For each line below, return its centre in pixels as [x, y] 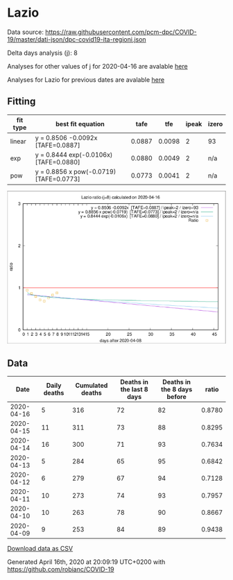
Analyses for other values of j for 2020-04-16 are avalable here [98, 66]
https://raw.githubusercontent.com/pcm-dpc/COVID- [121, 32]
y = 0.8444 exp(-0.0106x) [74, 155]
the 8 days [176, 389]
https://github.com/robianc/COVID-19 [61, 570]
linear [18, 141]
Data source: [25, 32]
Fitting [21, 102]
